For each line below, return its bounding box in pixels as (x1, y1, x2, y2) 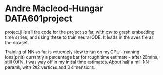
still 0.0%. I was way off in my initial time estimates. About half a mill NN (5, 59, 149, 65)
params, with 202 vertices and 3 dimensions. (5, 64, 96, 70)
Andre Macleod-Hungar (5, 3, 104, 14)
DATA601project (5, 13, 72, 24)
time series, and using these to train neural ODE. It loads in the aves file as (5, 34, 154, 40)
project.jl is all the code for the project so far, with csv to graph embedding (5, 29, 155, 35)
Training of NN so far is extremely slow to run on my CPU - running (5, 49, 140, 55)
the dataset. (5, 39, 29, 45)
